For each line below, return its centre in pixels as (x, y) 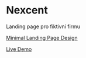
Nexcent (27, 10)
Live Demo (19, 49)
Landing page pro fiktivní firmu (43, 26)
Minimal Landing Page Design (42, 37)
